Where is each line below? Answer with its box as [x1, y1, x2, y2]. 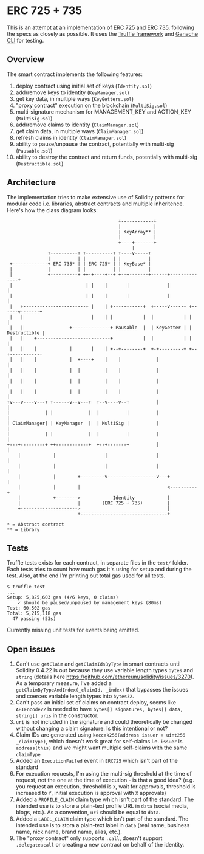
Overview [7, 54, 45, 64]
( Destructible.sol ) [15, 159, 64, 167]
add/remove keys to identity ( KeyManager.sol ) [15, 89, 129, 96]
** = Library [7, 526, 40, 532]
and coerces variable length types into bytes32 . [15, 692, 134, 700]
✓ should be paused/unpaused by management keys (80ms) [18, 600, 163, 606]
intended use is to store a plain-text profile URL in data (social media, [15, 802, 189, 810]
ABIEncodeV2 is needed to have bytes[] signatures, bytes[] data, [15, 706, 183, 713]
